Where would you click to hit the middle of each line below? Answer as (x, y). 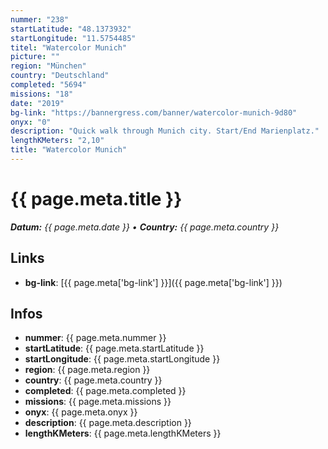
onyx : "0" (31, 122)
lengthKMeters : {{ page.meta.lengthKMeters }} (123, 433)
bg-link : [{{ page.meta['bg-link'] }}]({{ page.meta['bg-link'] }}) (153, 282)
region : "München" (48, 66)
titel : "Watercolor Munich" (69, 47)
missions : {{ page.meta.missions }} (98, 402)
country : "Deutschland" (60, 76)
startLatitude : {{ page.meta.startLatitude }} (114, 348)
